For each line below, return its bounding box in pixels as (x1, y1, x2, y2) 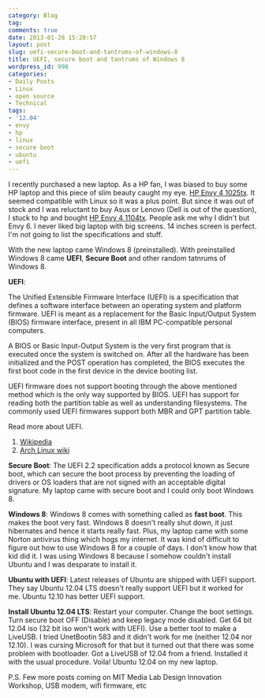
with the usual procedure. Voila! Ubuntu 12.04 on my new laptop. (8, 657, 218, 666)
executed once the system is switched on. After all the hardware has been (8, 350, 249, 359)
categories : (8, 70, 47, 78)
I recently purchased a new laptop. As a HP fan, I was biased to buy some (8, 180, 248, 189)
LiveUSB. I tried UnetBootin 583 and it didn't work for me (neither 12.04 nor (8, 632, 252, 642)
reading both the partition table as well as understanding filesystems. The (8, 399, 248, 408)
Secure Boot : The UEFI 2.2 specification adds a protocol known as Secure (8, 461, 250, 470)
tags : (8, 107, 26, 115)
